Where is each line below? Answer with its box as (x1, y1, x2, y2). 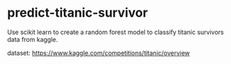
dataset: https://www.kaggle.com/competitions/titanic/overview (7, 49, 190, 57)
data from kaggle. (7, 35, 58, 43)
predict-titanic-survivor (7, 5, 148, 21)
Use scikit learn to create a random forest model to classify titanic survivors (7, 28, 224, 36)
